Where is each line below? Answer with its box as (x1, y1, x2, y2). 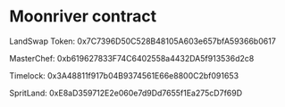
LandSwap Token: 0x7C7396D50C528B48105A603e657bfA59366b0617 (9, 36, 277, 46)
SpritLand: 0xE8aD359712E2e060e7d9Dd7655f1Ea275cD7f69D (9, 87, 243, 98)
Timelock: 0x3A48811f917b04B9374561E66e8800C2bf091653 (9, 70, 239, 81)
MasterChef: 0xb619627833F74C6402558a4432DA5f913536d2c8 (9, 53, 255, 63)
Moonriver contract (9, 6, 157, 27)
